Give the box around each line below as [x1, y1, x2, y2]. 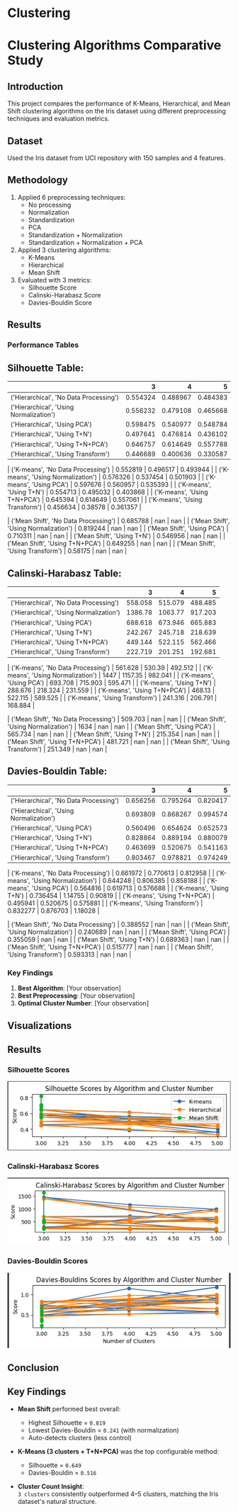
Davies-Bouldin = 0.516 [28, 1468, 97, 1477]
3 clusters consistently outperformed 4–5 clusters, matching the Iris [17, 1489, 219, 1498]
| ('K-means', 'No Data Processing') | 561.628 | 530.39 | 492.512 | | [7, 663, 202, 672]
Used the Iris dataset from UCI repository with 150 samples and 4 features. [7, 154, 225, 162]
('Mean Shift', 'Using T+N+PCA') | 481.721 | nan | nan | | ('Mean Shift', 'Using [7, 737, 230, 746]
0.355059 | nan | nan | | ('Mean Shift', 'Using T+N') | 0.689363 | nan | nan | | [7, 935, 229, 944]
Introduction [7, 80, 64, 93]
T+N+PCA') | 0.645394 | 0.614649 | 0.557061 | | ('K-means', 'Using [7, 496, 203, 504]
